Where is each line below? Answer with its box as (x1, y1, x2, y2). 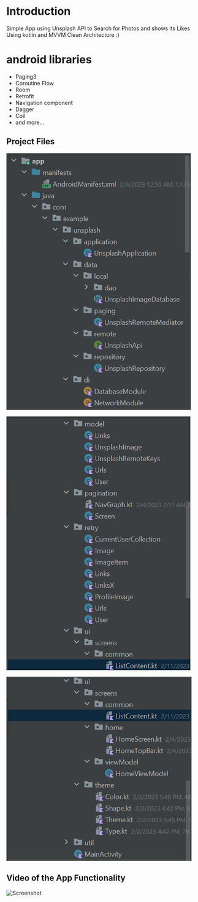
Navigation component (15, 99, 74, 106)
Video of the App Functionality (6, 873, 126, 884)
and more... (15, 119, 45, 126)
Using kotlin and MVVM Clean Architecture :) (6, 31, 120, 38)
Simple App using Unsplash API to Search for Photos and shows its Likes (6, 25, 191, 32)
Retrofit (15, 92, 34, 99)
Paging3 (15, 72, 37, 80)
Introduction (6, 4, 71, 18)
